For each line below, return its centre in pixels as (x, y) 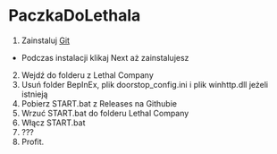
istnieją (34, 94)
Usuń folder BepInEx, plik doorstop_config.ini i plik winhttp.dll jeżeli (145, 84)
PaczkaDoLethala (75, 16)
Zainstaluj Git (46, 40)
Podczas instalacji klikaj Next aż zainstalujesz (105, 57)
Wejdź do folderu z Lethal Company (87, 75)
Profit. (33, 141)
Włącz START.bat (53, 123)
